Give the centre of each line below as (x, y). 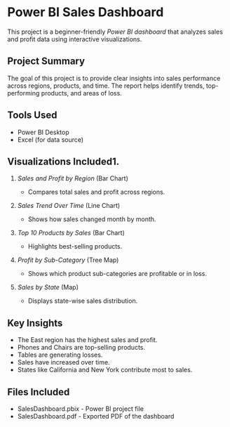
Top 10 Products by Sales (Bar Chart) (71, 233)
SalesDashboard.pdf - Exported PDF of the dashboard (96, 416)
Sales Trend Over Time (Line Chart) (69, 206)
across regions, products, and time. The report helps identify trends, (106, 86)
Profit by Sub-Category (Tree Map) (68, 260)
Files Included (39, 392)
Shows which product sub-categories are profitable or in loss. (117, 274)
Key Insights (35, 323)
